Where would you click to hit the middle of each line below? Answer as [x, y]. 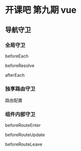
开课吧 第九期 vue [41, 10]
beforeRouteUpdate [25, 135]
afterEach [15, 75]
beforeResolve [20, 65]
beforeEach [17, 56]
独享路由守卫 [20, 89]
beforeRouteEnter [23, 125]
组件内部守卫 [20, 115]
